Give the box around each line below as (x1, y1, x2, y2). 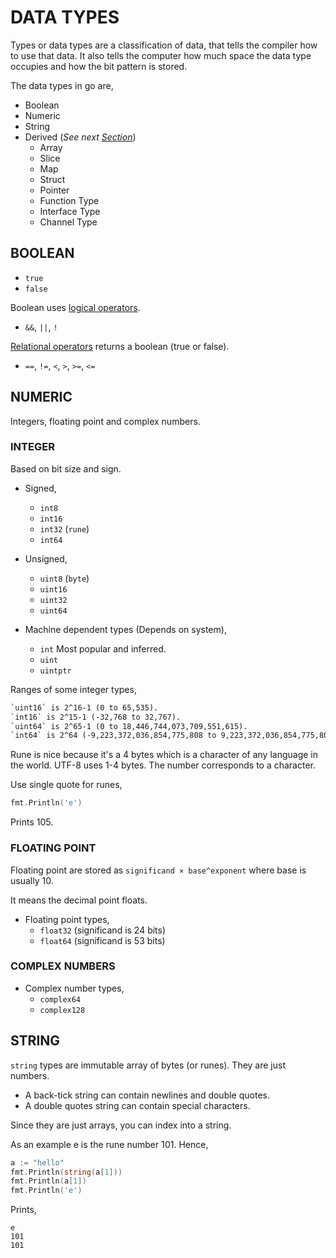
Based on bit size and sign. (10, 462, 122, 475)
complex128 (39, 1005, 86, 1015)
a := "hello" (10, 1157, 65, 1168)
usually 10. (10, 874, 54, 886)
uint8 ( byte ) (39, 572, 90, 584)
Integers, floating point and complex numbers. (10, 415, 201, 427)
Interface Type (39, 205, 101, 217)
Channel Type (39, 216, 98, 228)
